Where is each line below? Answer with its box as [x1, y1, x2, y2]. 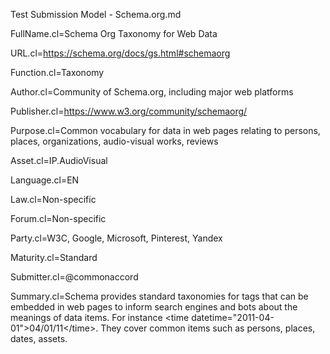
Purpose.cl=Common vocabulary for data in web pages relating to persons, [10, 125, 321, 136]
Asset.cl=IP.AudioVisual [10, 155, 108, 166]
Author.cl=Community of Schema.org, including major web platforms [10, 86, 294, 98]
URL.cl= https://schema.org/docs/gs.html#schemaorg [10, 47, 231, 59]
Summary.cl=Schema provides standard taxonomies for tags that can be [10, 290, 309, 302]
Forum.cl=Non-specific [10, 213, 107, 224]
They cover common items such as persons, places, [100, 322, 316, 334]
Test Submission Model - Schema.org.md [10, 9, 182, 20]
